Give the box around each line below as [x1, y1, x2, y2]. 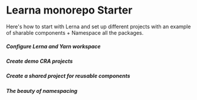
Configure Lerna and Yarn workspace [6, 42, 101, 50]
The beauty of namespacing [6, 87, 78, 94]
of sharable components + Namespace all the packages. [6, 29, 144, 36]
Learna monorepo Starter [6, 4, 133, 17]
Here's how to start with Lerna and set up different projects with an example [6, 23, 191, 30]
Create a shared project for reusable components [6, 72, 131, 79]
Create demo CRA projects [6, 57, 73, 65]
